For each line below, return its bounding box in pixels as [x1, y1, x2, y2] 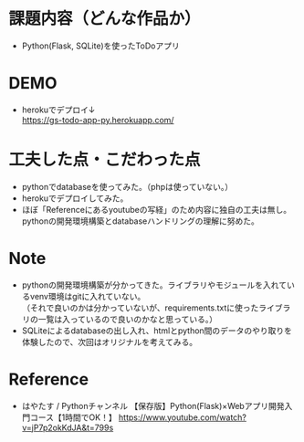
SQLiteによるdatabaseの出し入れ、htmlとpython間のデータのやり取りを [21, 325, 293, 336]
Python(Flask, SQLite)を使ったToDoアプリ [21, 40, 180, 51]
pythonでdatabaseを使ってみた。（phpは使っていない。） [21, 181, 234, 192]
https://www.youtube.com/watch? [118, 412, 247, 423]
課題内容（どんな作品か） [8, 8, 202, 29]
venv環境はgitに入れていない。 [29, 290, 146, 301]
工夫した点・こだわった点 [8, 150, 202, 170]
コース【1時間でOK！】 [29, 412, 117, 423]
